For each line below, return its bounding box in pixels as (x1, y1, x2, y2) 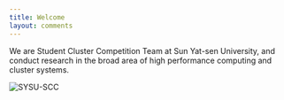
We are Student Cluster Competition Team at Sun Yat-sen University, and (9, 45, 276, 56)
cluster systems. (9, 64, 69, 75)
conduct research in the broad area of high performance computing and (9, 55, 272, 65)
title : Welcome (9, 12, 65, 22)
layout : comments (9, 21, 73, 30)
